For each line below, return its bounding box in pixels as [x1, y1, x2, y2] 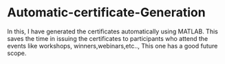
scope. [7, 49, 27, 57]
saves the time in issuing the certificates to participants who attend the [7, 34, 208, 42]
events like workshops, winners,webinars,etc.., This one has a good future [7, 42, 218, 50]
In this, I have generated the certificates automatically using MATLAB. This [7, 27, 218, 35]
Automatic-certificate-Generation [7, 5, 206, 20]
